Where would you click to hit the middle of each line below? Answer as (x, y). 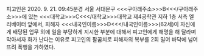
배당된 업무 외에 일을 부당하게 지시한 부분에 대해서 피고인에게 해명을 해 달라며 (104, 32)
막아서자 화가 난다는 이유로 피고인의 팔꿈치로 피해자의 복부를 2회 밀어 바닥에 (97, 39)
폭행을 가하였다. (36, 47)
